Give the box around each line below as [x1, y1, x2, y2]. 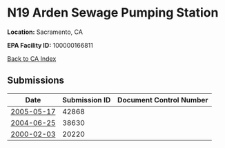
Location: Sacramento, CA [7, 28, 83, 36]
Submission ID [61, 95, 111, 104]
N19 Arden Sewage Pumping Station [7, 5, 219, 21]
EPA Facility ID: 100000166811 [7, 41, 93, 49]
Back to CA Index [7, 54, 57, 63]
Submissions [7, 75, 64, 86]
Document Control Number [117, 95, 208, 104]
